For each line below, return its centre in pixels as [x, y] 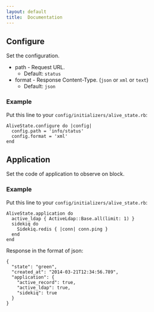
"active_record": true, [47, 282]
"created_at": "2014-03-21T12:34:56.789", [65, 272]
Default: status [42, 74]
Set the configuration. [33, 56]
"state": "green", [35, 267]
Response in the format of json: [45, 251]
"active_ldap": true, [44, 288]
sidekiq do [25, 224]
